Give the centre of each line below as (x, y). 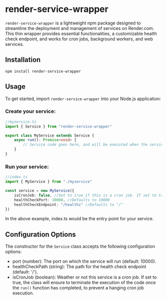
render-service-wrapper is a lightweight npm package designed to (73, 23)
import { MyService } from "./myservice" (49, 182)
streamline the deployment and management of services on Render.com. (80, 28)
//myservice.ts (21, 122)
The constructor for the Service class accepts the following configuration (80, 246)
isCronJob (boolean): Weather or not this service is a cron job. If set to (84, 277)
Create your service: (31, 112)
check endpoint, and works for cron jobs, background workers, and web (79, 39)
